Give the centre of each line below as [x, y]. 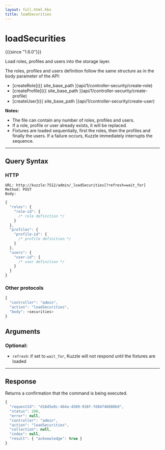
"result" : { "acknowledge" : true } [46, 439]
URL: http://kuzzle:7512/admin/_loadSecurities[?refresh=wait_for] [76, 185]
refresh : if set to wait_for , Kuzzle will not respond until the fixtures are [84, 356]
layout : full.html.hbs [28, 10]
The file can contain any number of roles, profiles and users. [73, 120]
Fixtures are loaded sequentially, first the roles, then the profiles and [81, 131]
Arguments [23, 332]
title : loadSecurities [28, 14]
